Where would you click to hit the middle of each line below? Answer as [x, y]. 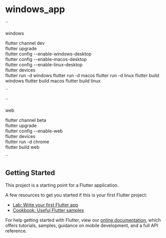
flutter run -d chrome [27, 142]
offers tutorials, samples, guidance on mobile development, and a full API [82, 225]
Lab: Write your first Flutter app [45, 205]
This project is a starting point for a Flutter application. [62, 185]
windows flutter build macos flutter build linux [53, 81]
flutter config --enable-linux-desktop [44, 64]
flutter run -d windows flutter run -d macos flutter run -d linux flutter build [82, 75]
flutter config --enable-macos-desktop [46, 59]
